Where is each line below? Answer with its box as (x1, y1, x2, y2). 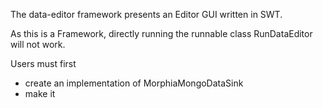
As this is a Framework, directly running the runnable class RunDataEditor (10, 28, 313, 39)
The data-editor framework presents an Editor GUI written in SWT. (10, 9, 283, 20)
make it (24, 88, 56, 99)
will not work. (10, 39, 66, 50)
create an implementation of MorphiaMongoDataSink (24, 77, 244, 89)
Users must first (10, 58, 77, 69)
